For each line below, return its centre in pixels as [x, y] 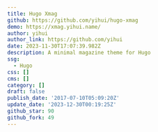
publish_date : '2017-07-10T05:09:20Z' [63, 98]
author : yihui [28, 33]
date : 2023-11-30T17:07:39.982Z [54, 46]
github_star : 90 [31, 111]
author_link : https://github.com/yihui [65, 40]
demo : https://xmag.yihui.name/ [54, 27]
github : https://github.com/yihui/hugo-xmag [73, 20]
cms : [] [18, 79]
